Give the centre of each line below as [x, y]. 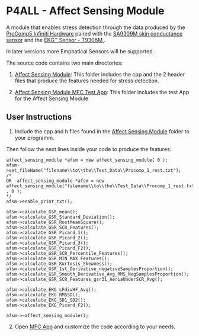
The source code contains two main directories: [65, 63]
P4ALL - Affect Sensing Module [85, 11]
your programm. [34, 137]
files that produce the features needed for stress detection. [87, 81]
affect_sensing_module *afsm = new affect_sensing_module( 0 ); [87, 160]
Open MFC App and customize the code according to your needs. [95, 327]
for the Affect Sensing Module [52, 98]
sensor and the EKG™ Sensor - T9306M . [56, 40]
